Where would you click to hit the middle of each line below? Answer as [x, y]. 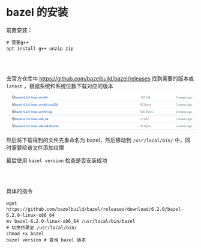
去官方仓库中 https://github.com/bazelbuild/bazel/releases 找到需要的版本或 [100, 78]
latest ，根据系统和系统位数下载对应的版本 [60, 86]
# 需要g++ [17, 43]
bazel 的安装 [37, 12]
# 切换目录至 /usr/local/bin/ [42, 228]
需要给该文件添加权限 [37, 147]
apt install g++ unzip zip [40, 49]
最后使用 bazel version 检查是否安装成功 [57, 160]
